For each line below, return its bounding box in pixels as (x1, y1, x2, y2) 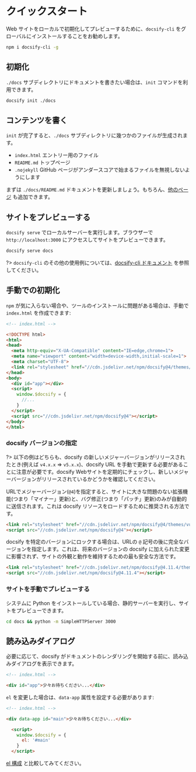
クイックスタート (6, 5, 88, 18)
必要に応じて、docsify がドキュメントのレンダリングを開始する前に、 (6, 653, 173, 660)
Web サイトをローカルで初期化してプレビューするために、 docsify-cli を (6, 25, 181, 32)
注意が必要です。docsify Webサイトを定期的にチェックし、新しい (16, 468, 174, 475)
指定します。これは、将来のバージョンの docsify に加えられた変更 (31, 545, 190, 553)
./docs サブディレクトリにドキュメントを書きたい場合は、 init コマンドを (6, 78, 183, 86)
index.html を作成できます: (6, 309, 71, 316)
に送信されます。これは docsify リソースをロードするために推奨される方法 (6, 503, 185, 510)
